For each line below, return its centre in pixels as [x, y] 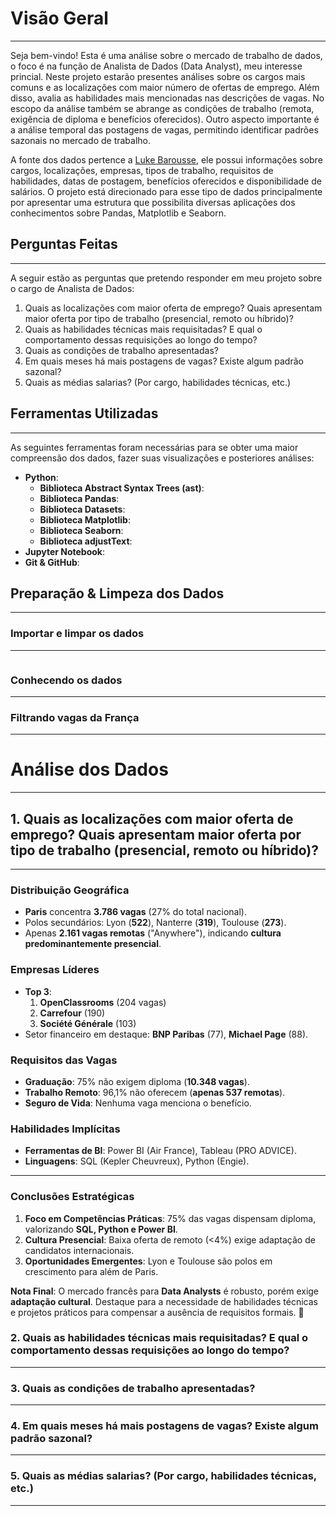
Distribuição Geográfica [70, 890]
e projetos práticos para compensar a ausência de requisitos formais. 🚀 [157, 1312]
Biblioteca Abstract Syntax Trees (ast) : [122, 488]
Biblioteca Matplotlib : [85, 519]
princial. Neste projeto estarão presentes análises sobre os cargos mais [158, 76]
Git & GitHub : [52, 562]
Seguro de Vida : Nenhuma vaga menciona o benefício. [138, 1103]
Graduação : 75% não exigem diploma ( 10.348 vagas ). [137, 1081]
